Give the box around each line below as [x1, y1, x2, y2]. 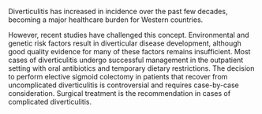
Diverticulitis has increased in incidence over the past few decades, [8, 7, 228, 16]
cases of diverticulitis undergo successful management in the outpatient [8, 55, 244, 64]
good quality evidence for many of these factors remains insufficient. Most [8, 47, 251, 56]
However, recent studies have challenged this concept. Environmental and [8, 31, 250, 39]
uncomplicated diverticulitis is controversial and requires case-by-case [8, 80, 239, 90]
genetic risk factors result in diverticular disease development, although [8, 39, 242, 48]
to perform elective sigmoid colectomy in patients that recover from [8, 72, 228, 81]
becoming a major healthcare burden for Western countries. [8, 15, 204, 24]
